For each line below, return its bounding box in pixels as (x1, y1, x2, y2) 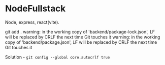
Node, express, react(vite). (5, 19, 60, 25)
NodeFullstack (5, 3, 66, 14)
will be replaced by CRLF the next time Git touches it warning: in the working (5, 34, 161, 40)
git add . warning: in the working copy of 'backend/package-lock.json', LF (5, 29, 155, 34)
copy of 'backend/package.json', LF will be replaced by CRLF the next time (5, 39, 157, 45)
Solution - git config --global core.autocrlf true (5, 54, 110, 60)
